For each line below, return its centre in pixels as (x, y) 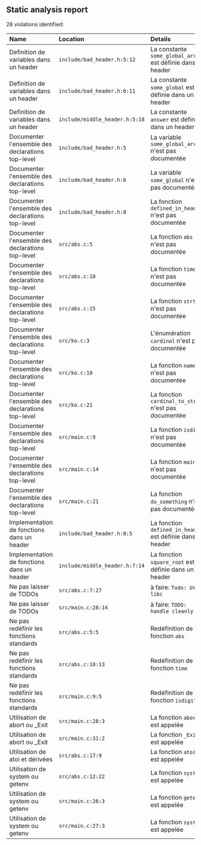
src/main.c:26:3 (82, 801)
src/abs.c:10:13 (82, 664)
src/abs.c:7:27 (80, 590)
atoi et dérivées (31, 759)
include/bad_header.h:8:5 (96, 533)
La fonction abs (172, 237)
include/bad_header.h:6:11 (97, 91)
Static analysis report (47, 10)
